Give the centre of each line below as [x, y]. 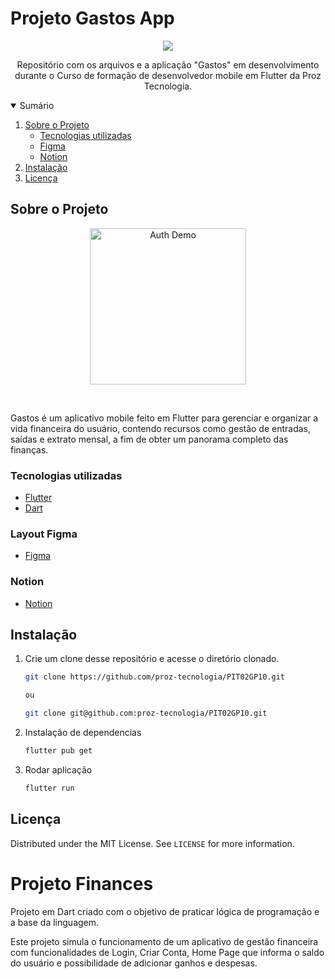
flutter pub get [58, 751]
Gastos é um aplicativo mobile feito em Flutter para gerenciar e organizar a [164, 418]
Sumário [37, 105]
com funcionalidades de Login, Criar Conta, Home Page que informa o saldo [167, 952]
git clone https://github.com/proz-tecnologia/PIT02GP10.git [155, 677]
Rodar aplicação [58, 769]
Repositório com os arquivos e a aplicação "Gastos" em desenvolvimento [168, 64]
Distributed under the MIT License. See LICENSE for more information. [152, 843]
